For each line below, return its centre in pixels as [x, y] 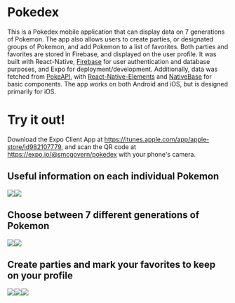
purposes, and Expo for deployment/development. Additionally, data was [113, 69]
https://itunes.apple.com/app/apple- [157, 139]
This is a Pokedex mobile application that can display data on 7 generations [116, 32]
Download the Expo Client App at [55, 139]
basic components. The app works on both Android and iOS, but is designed [117, 84]
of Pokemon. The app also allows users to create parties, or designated [110, 39]
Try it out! [36, 120]
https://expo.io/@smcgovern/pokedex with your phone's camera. [102, 154]
